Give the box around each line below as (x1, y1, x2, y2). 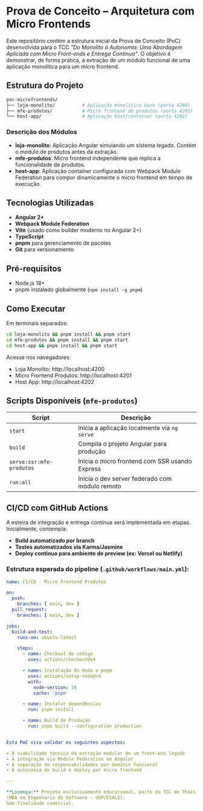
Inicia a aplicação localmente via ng (78, 424, 178, 432)
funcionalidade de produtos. (14, 161, 86, 168)
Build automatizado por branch (14, 537, 95, 545)
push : (11, 595, 26, 601)
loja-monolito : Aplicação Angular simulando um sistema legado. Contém (14, 141, 196, 149)
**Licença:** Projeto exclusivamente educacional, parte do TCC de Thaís (6, 789, 196, 795)
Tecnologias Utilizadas (6, 197, 94, 208)
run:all (9, 479, 31, 486)
